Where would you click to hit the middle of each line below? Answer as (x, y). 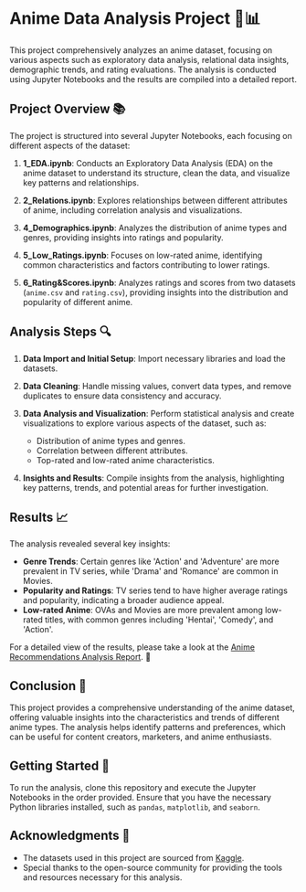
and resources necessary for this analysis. (102, 877)
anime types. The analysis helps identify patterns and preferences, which (148, 727)
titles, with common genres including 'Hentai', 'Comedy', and (159, 620)
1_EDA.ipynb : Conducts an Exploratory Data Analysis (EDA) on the (148, 163)
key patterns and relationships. (81, 182)
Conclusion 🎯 (48, 686)
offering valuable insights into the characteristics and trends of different (145, 717)
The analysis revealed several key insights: (90, 544)
